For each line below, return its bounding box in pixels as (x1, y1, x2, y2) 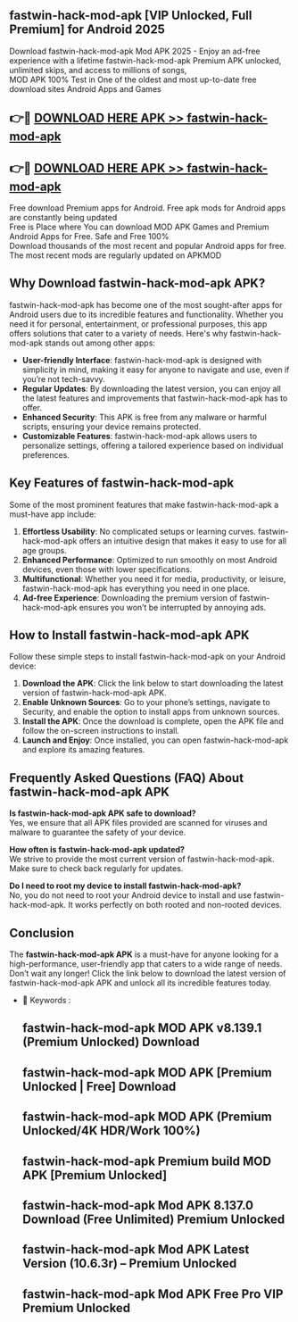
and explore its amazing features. (21, 744, 145, 755)
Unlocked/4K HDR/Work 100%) (21, 1123, 201, 1138)
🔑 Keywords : (21, 995, 71, 1006)
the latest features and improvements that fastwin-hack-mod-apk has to (21, 393, 288, 403)
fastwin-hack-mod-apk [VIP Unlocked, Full (9, 8, 252, 23)
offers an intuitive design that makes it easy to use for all (79, 536, 287, 546)
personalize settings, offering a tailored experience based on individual (21, 440, 284, 451)
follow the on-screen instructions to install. (21, 726, 180, 736)
